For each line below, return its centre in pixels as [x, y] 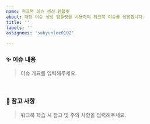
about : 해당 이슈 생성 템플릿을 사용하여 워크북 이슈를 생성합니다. [76, 17]
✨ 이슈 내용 [21, 60]
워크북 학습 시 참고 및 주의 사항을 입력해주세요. [73, 115]
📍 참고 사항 [20, 101]
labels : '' [19, 28]
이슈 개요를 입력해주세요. [48, 73]
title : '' [18, 22]
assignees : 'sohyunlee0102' [40, 33]
